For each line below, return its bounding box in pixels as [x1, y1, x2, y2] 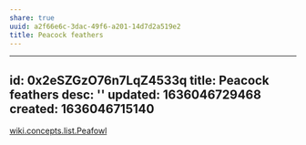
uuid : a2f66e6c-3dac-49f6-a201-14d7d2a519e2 [9, 22, 181, 31]
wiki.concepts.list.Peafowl [9, 125, 107, 137]
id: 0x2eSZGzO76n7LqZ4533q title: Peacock [9, 72, 270, 88]
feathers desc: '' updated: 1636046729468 [9, 87, 261, 102]
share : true [9, 13, 55, 23]
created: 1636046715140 [9, 101, 155, 117]
